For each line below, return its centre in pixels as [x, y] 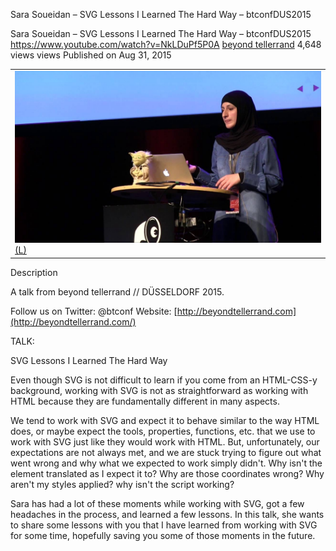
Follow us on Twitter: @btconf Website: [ [94, 311]
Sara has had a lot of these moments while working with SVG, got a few [157, 503]
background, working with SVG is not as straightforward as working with [159, 390]
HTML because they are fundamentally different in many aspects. [145, 401]
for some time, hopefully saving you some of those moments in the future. [163, 535]
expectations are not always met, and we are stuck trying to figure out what [166, 452]
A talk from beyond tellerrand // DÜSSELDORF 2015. [117, 291]
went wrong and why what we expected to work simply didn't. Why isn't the [166, 463]
